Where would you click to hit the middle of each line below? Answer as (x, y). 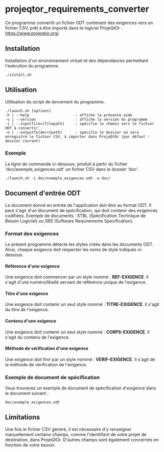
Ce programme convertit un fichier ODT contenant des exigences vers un (79, 23)
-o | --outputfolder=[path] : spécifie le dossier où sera (72, 132)
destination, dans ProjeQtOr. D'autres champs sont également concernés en (82, 440)
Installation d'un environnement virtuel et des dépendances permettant (77, 61)
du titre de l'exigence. (27, 310)
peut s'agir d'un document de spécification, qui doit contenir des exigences (81, 210)
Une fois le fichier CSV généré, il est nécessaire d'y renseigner (68, 429)
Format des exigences (32, 233)
